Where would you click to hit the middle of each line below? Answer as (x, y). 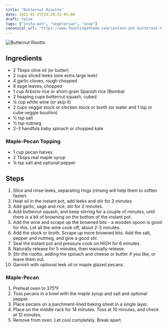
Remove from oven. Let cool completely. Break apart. (68, 320)
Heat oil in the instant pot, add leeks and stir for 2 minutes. (73, 201)
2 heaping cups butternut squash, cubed (55, 96)
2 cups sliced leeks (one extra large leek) (55, 75)
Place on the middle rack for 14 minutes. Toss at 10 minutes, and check (86, 310)
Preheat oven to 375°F (36, 288)
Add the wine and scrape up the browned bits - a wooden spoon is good (87, 222)
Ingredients (24, 58)
